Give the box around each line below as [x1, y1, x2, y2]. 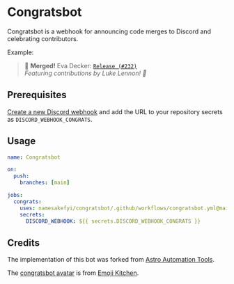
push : [13, 173, 30, 180]
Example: [7, 48, 34, 56]
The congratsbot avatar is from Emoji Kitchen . [7, 269, 139, 277]
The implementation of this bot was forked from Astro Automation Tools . [7, 255, 214, 264]
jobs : [7, 192, 23, 199]
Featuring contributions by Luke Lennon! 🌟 [24, 69, 147, 77]
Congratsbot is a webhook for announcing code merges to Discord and [7, 27, 211, 35]
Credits [7, 237, 40, 248]
